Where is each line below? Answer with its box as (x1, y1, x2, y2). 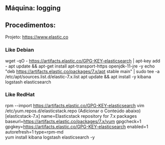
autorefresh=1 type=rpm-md (5, 129, 64, 135)
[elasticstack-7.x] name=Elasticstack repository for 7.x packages (5, 113, 137, 119)
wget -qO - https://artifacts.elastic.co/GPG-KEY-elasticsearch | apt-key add (5, 58, 161, 64)
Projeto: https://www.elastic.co (5, 34, 69, 40)
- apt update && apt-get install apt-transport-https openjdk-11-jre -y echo (5, 63, 155, 69)
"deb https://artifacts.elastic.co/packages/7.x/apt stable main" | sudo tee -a (5, 68, 160, 74)
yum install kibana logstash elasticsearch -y (5, 134, 95, 140)
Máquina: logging (5, 4, 61, 12)
